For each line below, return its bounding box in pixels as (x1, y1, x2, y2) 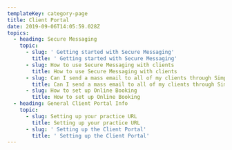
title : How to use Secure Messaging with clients (32, 68, 177, 75)
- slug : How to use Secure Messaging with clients (25, 62, 175, 68)
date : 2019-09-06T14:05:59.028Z (7, 23, 100, 30)
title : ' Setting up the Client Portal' (32, 132, 150, 139)
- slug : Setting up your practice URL (25, 113, 137, 120)
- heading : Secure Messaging (13, 36, 97, 43)
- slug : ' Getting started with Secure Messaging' (25, 49, 175, 56)
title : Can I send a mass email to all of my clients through (32, 81, 215, 88)
